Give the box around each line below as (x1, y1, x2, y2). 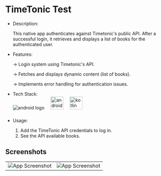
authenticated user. (12, 41, 53, 47)
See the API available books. (20, 133, 81, 139)
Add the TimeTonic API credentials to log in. (20, 127, 112, 134)
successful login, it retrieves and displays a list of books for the (12, 36, 146, 42)
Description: (12, 20, 39, 27)
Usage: (12, 117, 28, 123)
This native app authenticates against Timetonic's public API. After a (12, 30, 156, 36)
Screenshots (5, 147, 47, 157)
